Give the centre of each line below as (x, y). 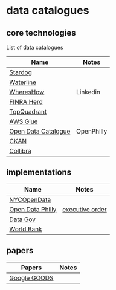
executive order (85, 209)
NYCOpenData (30, 199)
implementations (39, 172)
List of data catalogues (35, 47)
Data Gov (23, 219)
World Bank (26, 229)
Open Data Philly (33, 209)
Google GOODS (31, 277)
